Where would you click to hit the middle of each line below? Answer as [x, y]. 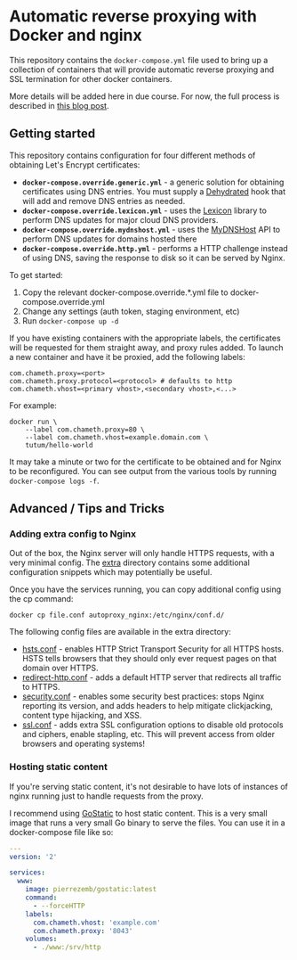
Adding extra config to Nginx [73, 534]
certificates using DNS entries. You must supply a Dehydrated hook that [154, 191]
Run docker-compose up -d [70, 320]
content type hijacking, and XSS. [82, 716]
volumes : [41, 939]
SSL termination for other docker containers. [91, 78]
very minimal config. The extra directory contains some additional [130, 562]
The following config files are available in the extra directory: [120, 632]
